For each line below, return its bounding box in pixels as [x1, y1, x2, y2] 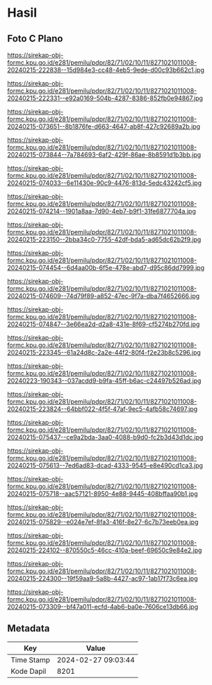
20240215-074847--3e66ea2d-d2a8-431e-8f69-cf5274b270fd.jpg [7, 320, 200, 328]
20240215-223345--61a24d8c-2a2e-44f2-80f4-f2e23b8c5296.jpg [7, 348, 202, 356]
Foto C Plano [7, 33, 63, 45]
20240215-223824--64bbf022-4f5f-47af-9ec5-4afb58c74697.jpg [7, 405, 198, 413]
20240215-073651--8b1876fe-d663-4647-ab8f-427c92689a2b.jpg [7, 122, 200, 130]
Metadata [7, 622, 50, 634]
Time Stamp [10, 655, 51, 665]
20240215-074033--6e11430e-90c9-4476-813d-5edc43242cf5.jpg [7, 179, 202, 187]
